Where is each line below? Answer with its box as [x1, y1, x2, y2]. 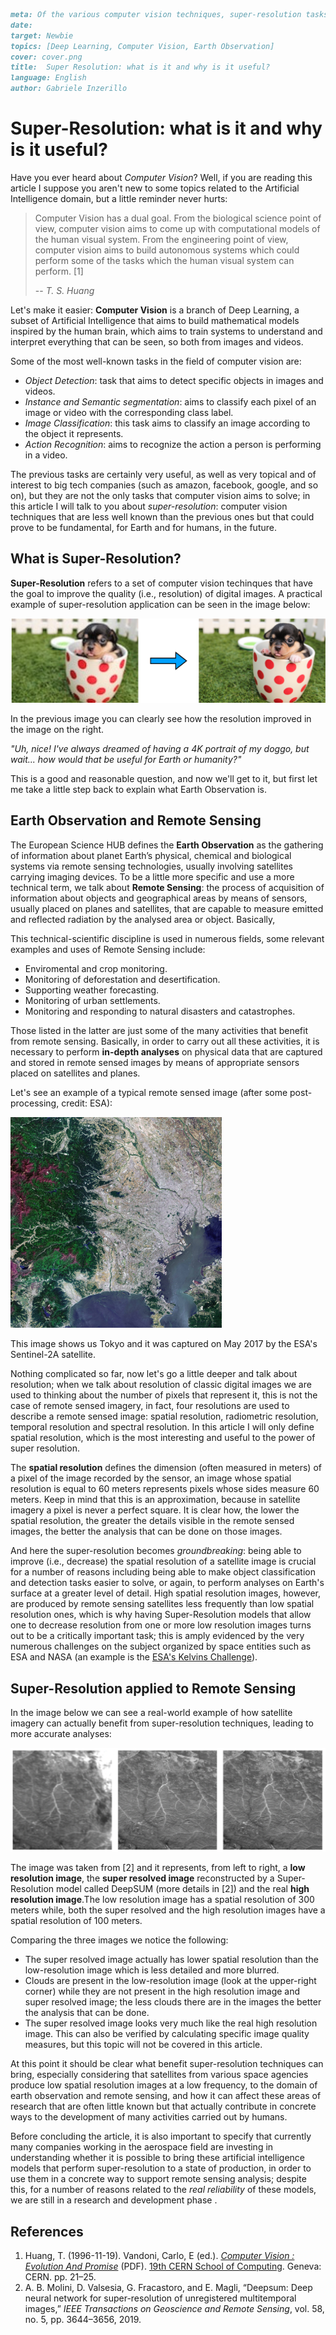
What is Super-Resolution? [10, 550, 182, 568]
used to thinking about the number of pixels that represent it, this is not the [10, 1389, 318, 1401]
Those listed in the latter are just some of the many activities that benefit [10, 1024, 308, 1036]
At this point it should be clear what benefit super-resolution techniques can [10, 2058, 324, 2070]
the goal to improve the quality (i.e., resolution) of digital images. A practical [10, 587, 323, 599]
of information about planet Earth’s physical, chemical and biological [10, 849, 292, 861]
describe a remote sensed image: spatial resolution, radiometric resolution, [10, 1410, 319, 1423]
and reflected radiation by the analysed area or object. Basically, [10, 913, 276, 925]
